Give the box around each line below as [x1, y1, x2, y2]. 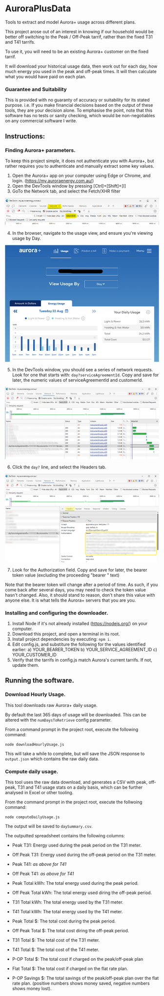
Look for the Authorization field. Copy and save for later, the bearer [12, 567, 147, 573]
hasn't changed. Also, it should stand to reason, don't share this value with [5, 592, 155, 598]
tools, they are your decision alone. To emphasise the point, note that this [5, 107, 153, 113]
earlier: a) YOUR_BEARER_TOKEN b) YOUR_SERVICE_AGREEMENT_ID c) [12, 647, 157, 653]
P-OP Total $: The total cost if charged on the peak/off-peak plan [12, 956, 143, 962]
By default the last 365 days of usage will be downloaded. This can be [5, 711, 146, 718]
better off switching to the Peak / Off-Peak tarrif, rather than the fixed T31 [5, 34, 153, 40]
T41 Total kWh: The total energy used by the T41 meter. [12, 909, 123, 915]
